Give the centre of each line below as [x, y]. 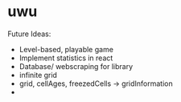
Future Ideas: [29, 34]
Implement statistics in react [66, 58]
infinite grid [38, 75]
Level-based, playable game [66, 49]
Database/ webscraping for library [76, 66]
